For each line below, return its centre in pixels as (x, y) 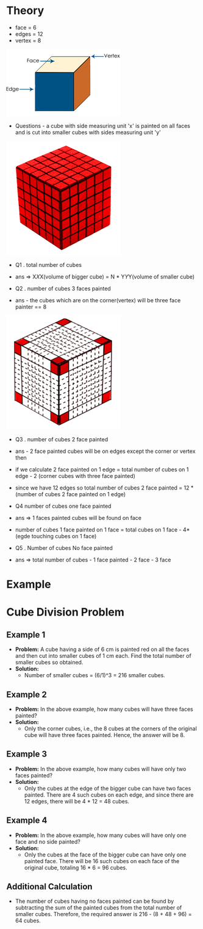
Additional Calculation (49, 887)
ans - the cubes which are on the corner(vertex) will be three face (98, 300)
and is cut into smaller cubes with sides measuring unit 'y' (88, 132)
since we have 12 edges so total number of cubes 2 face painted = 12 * (104, 488)
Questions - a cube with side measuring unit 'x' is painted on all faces (103, 126)
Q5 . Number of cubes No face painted (64, 548)
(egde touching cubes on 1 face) (56, 536)
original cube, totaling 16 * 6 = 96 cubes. (76, 867)
